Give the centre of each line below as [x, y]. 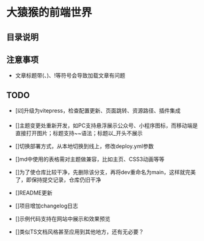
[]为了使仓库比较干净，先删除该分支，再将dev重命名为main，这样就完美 [106, 172]
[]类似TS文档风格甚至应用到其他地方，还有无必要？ [80, 232]
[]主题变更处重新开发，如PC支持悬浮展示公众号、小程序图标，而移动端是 [107, 125]
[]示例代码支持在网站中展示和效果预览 [63, 219]
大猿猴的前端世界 [49, 13]
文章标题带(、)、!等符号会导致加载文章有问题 [70, 76]
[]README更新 [34, 193]
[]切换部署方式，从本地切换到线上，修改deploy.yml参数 [84, 146]
